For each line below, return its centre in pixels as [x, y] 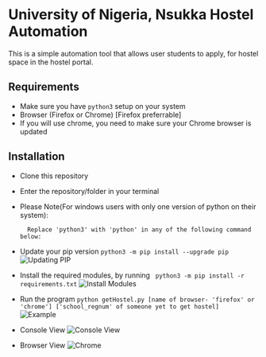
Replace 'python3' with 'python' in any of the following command [139, 229]
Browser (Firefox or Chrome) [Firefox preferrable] [100, 114]
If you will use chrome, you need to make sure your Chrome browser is [135, 123]
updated [33, 131]
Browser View [42, 345]
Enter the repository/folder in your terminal [89, 191]
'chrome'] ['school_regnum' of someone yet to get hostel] [120, 307]
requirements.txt [48, 284]
